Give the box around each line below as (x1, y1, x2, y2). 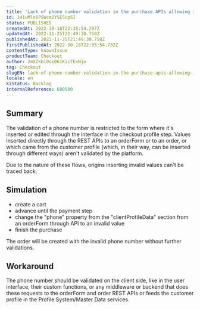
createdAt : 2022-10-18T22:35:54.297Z (6, 25, 100, 32)
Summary (6, 109, 43, 119)
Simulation (6, 185, 47, 195)
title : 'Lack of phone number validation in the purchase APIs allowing (6, 8, 190, 15)
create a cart (14, 200, 46, 208)
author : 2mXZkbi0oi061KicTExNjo (6, 58, 86, 64)
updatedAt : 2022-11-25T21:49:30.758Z (6, 31, 100, 37)
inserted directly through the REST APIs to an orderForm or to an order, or (6, 137, 187, 144)
